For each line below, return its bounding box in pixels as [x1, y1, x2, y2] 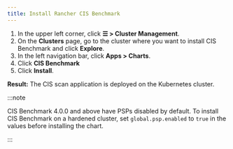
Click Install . [17, 66, 54, 74]
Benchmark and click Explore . [17, 44, 105, 52]
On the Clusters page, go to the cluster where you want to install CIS [17, 36, 217, 45]
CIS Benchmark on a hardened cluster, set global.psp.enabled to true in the [7, 114, 227, 123]
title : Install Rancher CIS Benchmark [7, 10, 120, 17]
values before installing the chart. [7, 121, 104, 130]
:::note [7, 93, 26, 102]
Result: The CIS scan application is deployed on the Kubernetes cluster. [7, 79, 215, 88]
